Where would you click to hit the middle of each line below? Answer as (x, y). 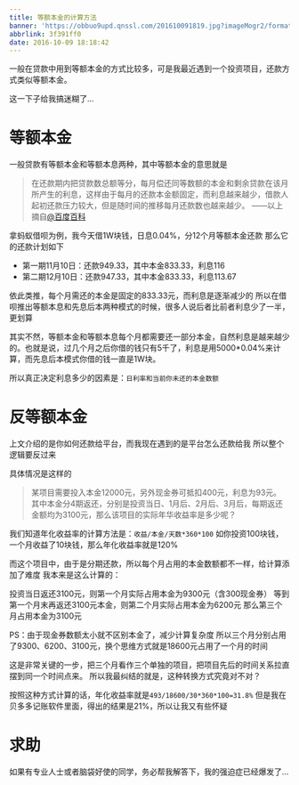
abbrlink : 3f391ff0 (45, 34)
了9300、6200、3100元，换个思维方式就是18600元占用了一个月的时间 (139, 646)
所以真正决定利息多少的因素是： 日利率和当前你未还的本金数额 (114, 378)
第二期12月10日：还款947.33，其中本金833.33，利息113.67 (129, 277)
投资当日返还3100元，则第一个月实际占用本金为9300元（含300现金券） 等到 (149, 594)
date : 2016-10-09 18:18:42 (59, 42)
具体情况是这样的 (40, 473)
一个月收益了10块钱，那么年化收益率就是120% (94, 545)
